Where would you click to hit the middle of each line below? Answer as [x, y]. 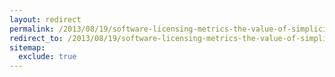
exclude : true [47, 57]
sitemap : [27, 47]
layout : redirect [45, 19]
